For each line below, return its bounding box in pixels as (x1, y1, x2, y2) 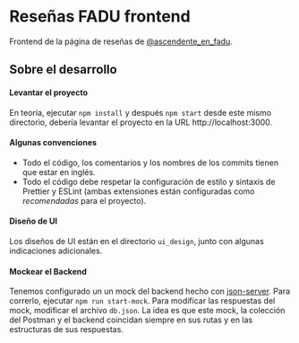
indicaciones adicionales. (9, 245, 103, 256)
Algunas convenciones (9, 137, 97, 148)
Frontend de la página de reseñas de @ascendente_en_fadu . (9, 36, 233, 47)
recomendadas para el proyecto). (21, 195, 147, 206)
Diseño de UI (9, 215, 58, 226)
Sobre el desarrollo (9, 62, 118, 77)
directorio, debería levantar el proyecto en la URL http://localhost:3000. (9, 117, 273, 128)
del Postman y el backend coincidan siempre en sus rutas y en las (9, 314, 253, 325)
